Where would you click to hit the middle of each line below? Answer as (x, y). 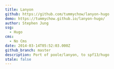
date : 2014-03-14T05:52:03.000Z (38, 46)
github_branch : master (28, 50)
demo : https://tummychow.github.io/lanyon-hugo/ (55, 18)
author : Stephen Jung (27, 23)
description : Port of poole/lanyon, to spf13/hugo (57, 55)
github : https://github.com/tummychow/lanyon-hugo (57, 14)
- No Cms (18, 41)
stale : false (18, 59)
